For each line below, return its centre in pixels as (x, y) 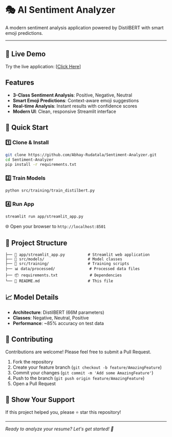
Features (20, 83)
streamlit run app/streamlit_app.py (44, 217)
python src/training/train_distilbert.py (50, 191)
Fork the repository (33, 362)
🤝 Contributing (29, 339)
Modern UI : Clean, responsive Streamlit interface (64, 111)
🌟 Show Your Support (40, 400)
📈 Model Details (32, 298)
